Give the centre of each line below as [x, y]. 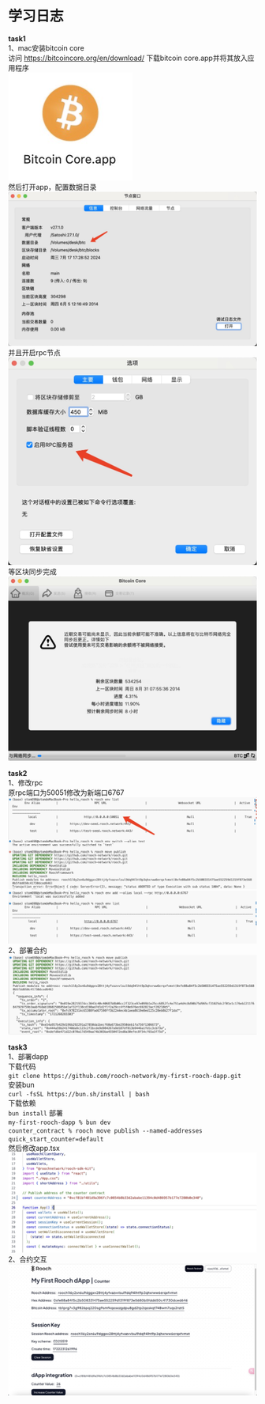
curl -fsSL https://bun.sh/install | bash [79, 1094]
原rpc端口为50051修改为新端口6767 [66, 793]
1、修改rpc [26, 782]
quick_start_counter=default [56, 1139]
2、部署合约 [28, 950]
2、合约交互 [28, 1259]
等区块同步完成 [32, 571]
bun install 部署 [35, 1113]
